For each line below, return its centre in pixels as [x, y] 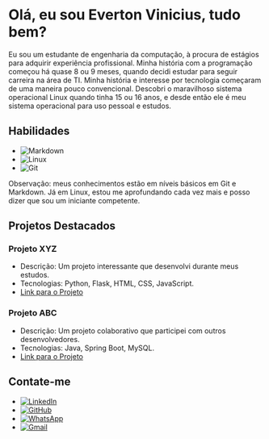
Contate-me [40, 382]
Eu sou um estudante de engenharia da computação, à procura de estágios [134, 54]
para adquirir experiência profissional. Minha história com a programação [130, 63]
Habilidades [39, 131]
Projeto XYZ [33, 249]
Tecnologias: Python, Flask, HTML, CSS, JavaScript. [107, 283]
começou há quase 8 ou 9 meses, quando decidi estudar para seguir [123, 71]
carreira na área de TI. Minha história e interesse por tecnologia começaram [135, 80]
